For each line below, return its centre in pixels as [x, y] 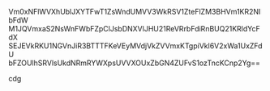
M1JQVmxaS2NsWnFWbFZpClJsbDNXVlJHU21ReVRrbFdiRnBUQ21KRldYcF [135, 29]
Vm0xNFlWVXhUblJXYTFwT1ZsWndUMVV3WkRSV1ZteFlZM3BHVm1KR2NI [135, 12]
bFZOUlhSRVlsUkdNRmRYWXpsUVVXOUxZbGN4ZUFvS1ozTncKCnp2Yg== [135, 63]
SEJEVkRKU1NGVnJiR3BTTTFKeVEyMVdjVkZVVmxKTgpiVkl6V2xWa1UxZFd [135, 46]
